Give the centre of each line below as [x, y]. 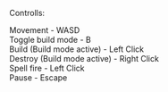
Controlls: [27, 13]
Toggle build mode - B [50, 40]
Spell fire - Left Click [47, 68]
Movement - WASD [45, 30]
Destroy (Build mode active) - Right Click [84, 59]
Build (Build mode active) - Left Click [77, 49]
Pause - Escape [38, 78]
